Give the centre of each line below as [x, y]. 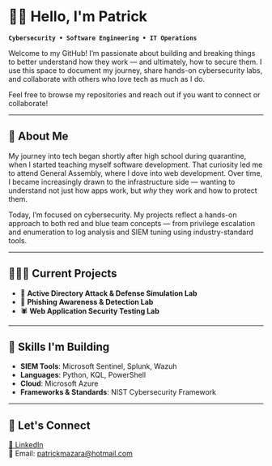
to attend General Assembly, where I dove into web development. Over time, [136, 173]
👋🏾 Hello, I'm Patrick [78, 17]
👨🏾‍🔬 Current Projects [63, 274]
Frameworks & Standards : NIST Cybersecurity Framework [118, 392]
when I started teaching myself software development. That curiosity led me [136, 165]
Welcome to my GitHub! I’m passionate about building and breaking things [132, 53]
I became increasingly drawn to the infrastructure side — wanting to [122, 182]
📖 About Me [38, 137]
